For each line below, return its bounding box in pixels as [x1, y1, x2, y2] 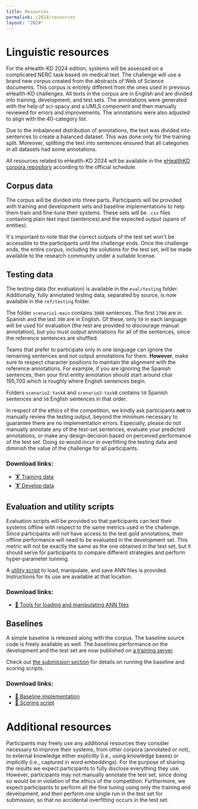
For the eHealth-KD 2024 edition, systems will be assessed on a [6, 65, 163, 72]
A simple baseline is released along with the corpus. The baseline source [6, 634, 185, 642]
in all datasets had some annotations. [6, 146, 97, 153]
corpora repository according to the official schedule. [6, 164, 137, 171]
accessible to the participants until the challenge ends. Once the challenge [6, 240, 189, 247]
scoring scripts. [6, 665, 44, 672]
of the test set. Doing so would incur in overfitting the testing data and [6, 438, 177, 445]
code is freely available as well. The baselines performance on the [6, 640, 168, 648]
